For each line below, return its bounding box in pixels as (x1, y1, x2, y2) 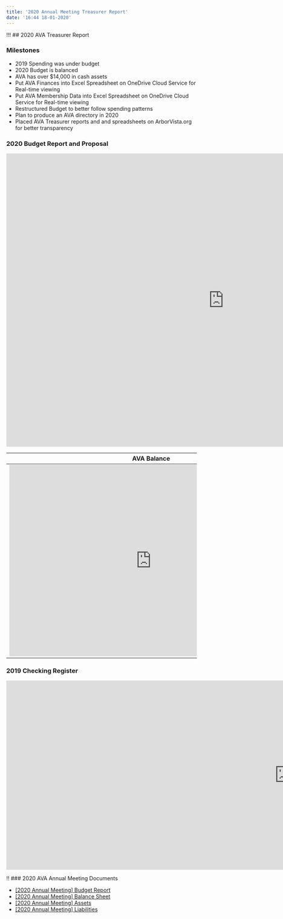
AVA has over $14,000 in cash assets (15, 73, 108, 80)
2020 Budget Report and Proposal (6, 139, 109, 148)
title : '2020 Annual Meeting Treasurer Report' (6, 8, 129, 15)
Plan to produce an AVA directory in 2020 (15, 111, 119, 119)
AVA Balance (132, 455, 171, 463)
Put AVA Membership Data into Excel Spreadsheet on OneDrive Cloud (15, 92, 189, 99)
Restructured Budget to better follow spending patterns (15, 105, 153, 112)
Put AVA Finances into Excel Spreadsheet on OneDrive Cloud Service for (15, 79, 197, 87)
